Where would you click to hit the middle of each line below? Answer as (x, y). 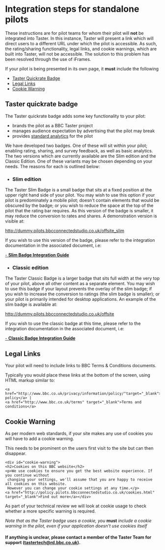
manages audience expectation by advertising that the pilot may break (83, 131)
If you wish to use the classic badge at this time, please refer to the (73, 323)
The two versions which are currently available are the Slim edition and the (81, 156)
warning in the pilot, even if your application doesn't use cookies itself (76, 526)
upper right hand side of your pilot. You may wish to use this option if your (80, 195)
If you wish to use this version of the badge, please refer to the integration (80, 240)
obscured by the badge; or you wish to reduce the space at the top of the (79, 205)
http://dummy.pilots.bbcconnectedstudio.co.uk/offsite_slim (65, 231)
